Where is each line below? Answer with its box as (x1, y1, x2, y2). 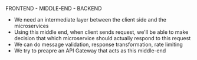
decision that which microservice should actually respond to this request (14, 35, 191, 41)
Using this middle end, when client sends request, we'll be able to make (14, 29, 189, 36)
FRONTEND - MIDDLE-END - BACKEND (5, 5, 102, 12)
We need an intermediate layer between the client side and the (14, 16, 166, 23)
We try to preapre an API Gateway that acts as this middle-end (14, 47, 166, 54)
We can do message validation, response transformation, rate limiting (14, 41, 183, 48)
